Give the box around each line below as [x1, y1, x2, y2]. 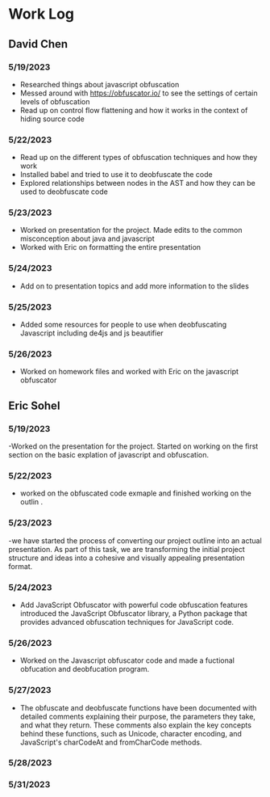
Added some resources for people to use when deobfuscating [19, 320, 227, 330]
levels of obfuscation [19, 96, 90, 106]
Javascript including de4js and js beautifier [19, 328, 164, 338]
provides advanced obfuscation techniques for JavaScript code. [19, 617, 234, 626]
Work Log [8, 5, 75, 23]
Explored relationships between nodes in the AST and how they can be [19, 179, 256, 188]
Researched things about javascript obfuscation [19, 79, 180, 89]
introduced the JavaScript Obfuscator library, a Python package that [19, 608, 247, 618]
